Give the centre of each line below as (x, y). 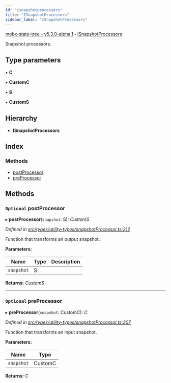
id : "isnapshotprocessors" (34, 10)
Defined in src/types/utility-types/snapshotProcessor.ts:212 (68, 229)
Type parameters (33, 60)
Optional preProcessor (34, 301)
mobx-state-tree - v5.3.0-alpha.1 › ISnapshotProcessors (64, 34)
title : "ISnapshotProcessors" (37, 15)
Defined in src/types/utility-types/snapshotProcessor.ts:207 (68, 322)
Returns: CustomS (25, 283)
